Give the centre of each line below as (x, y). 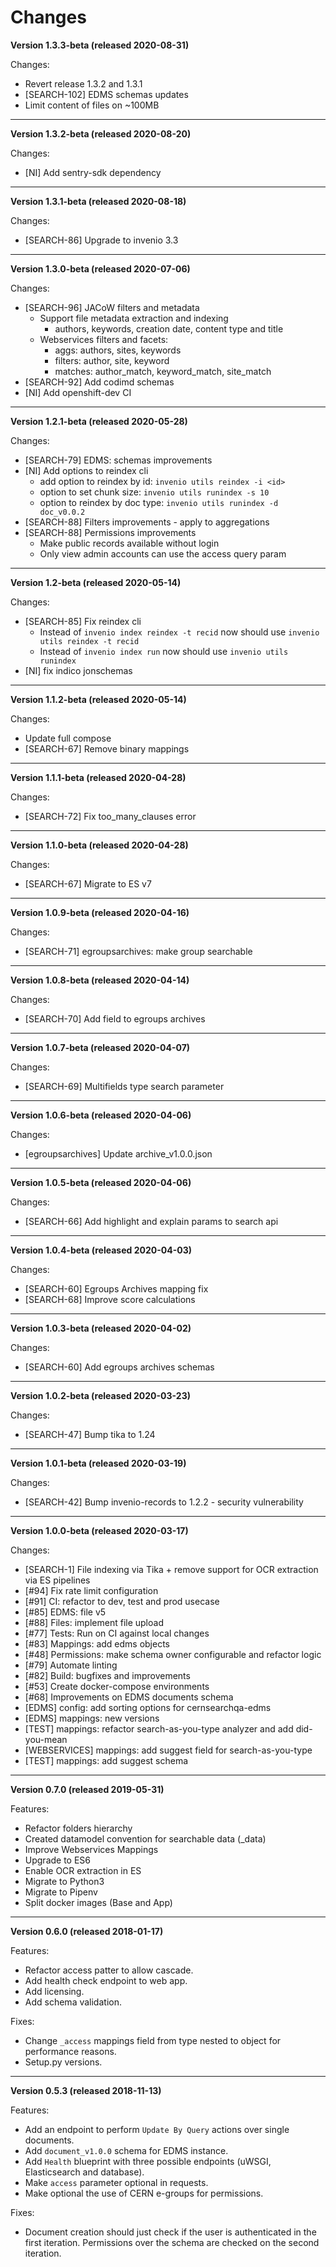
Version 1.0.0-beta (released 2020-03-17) (99, 1530)
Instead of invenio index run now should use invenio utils (164, 651)
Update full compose (68, 738)
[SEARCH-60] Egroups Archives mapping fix (116, 1288)
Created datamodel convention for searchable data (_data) (145, 1838)
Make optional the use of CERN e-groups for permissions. (144, 2193)
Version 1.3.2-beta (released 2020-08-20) (101, 133)
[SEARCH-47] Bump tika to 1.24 (90, 1434)
